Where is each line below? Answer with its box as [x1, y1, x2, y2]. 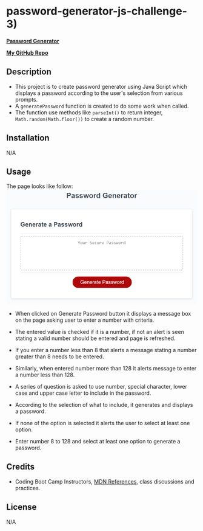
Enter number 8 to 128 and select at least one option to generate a [15, 437, 181, 445]
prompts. [15, 95, 38, 103]
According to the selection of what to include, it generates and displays [15, 401, 193, 408]
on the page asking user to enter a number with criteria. [15, 316, 155, 324]
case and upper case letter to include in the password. [15, 389, 151, 397]
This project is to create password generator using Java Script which [15, 83, 188, 90]
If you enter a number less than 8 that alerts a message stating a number [15, 346, 197, 353]
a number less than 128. [15, 371, 75, 378]
